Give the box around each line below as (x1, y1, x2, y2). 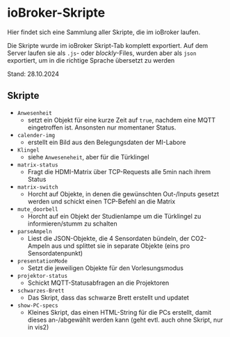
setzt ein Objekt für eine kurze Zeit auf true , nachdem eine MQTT (27, 116, 216, 124)
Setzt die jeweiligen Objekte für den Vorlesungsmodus (27, 263, 184, 272)
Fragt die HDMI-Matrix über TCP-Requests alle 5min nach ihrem (27, 167, 211, 175)
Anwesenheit (17, 109, 52, 116)
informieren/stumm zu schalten (27, 219, 117, 228)
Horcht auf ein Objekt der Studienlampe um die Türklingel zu (27, 212, 202, 220)
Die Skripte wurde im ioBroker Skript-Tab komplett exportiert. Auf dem (7, 41, 208, 49)
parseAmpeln (17, 228, 52, 235)
